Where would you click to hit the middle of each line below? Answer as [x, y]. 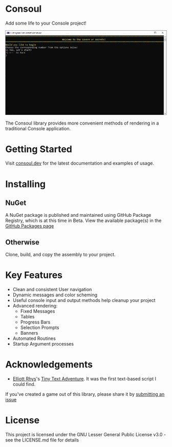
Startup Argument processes [43, 344]
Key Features [34, 275]
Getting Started [39, 149]
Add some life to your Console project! [46, 23]
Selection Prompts [40, 328]
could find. [24, 384]
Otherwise [23, 242]
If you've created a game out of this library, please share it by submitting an [85, 394]
